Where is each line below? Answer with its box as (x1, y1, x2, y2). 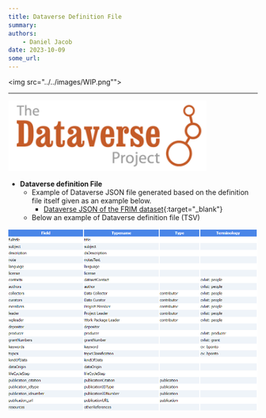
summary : (8, 21, 37, 29)
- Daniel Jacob (22, 38, 73, 46)
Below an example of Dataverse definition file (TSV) (31, 212, 200, 222)
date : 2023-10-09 (8, 46, 66, 55)
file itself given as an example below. (31, 196, 152, 205)
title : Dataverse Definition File (8, 13, 123, 21)
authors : (8, 29, 37, 37)
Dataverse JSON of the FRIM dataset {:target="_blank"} (43, 204, 223, 214)
